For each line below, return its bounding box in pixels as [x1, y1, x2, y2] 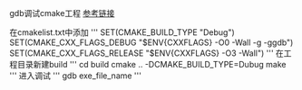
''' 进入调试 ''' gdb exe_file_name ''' [9, 70, 142, 81]
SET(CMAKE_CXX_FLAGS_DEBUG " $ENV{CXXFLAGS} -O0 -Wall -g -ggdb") [9, 37, 294, 48]
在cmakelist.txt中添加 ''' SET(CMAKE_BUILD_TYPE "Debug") [9, 27, 236, 38]
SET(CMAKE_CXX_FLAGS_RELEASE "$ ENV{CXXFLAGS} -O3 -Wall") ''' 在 [9, 48, 284, 58]
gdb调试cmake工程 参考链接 [9, 8, 115, 18]
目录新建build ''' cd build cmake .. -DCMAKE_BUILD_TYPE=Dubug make [16, 59, 287, 69]
